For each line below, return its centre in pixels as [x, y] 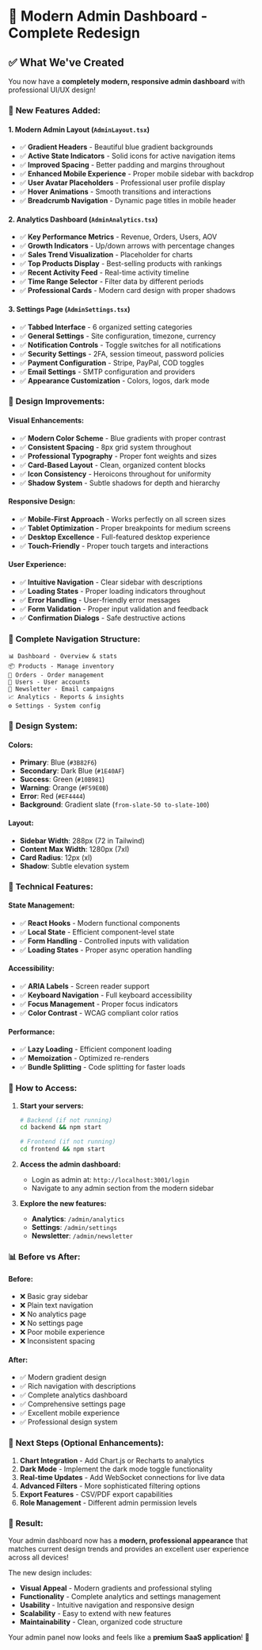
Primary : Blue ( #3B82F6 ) [58, 762]
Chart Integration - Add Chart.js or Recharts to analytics [112, 1460]
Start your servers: [51, 1105]
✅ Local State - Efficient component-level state [97, 931]
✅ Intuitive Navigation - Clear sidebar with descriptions [111, 582]
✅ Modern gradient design [63, 1378]
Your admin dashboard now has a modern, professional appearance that [128, 1540]
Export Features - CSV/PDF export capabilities [96, 1494]
